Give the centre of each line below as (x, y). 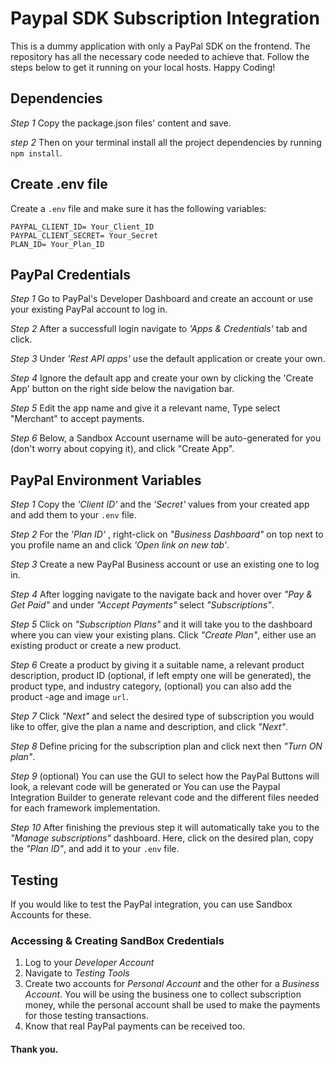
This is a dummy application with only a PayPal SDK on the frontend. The (160, 46)
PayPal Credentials (70, 274)
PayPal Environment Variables (106, 480)
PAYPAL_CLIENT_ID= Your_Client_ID (82, 227)
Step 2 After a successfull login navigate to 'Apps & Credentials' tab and (159, 329)
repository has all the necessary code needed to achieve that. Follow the (160, 56)
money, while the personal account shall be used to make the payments (172, 1005)
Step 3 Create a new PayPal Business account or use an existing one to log (165, 564)
